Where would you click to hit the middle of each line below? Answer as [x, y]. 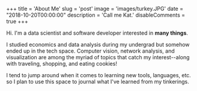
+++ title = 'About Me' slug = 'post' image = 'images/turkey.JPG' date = [95, 9]
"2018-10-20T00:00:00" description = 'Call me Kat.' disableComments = [96, 15]
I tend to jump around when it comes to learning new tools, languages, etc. [98, 75]
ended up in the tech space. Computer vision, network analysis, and [91, 51]
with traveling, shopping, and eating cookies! [62, 63]
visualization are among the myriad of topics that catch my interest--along [98, 57]
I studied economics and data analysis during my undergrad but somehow [98, 45]
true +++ [17, 21]
